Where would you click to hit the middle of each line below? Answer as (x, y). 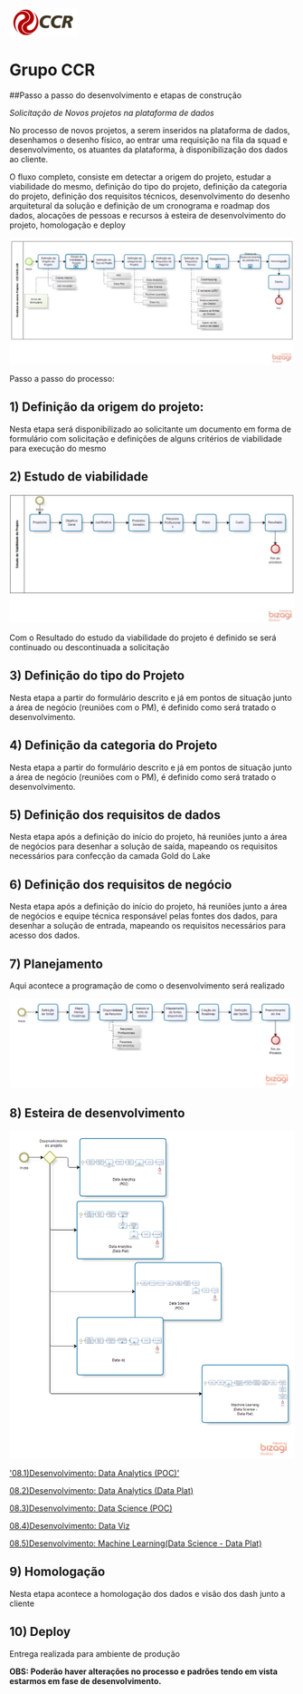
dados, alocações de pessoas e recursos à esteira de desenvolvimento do (148, 215)
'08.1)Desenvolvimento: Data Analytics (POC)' (95, 1473)
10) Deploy (40, 1632)
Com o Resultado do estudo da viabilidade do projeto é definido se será (143, 638)
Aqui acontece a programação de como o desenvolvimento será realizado (147, 985)
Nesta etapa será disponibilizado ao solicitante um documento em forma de (151, 429)
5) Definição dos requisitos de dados (115, 815)
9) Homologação (57, 1572)
